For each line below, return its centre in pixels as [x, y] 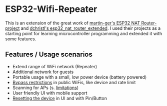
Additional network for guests [43, 72]
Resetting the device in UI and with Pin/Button [60, 98]
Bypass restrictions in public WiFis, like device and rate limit [74, 82]
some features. [21, 39]
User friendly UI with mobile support [50, 93]
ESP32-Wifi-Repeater [51, 9]
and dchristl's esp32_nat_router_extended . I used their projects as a [91, 28]
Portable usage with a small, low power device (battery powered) [79, 77]
